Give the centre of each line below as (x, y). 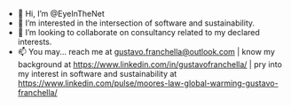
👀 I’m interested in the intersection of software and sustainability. (136, 23)
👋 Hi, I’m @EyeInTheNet (61, 14)
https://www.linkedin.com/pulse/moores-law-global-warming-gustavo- (148, 83)
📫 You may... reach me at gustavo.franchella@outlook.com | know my (146, 52)
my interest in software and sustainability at (97, 74)
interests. (35, 42)
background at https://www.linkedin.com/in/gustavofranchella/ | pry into (149, 64)
